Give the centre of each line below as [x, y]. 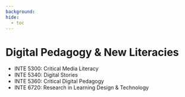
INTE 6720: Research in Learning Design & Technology [81, 87]
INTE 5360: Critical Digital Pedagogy [59, 82]
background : [20, 12]
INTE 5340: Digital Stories [46, 75]
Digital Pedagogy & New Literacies [92, 52]
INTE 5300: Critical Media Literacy [56, 68]
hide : [12, 17]
